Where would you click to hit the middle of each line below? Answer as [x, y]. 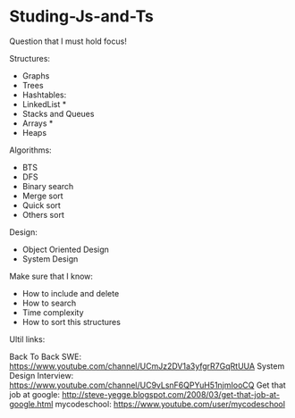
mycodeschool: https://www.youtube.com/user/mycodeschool [170, 404]
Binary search [48, 186]
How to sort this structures [71, 322]
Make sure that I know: [51, 276]
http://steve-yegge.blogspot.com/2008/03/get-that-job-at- [171, 394]
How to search [49, 303]
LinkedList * [44, 104]
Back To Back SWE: [46, 356]
